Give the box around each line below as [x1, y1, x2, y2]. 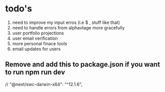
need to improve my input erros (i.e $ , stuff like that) [12, 19, 120, 25]
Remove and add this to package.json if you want [5, 60, 160, 69]
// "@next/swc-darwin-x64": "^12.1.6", [5, 81, 83, 87]
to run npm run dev [5, 68, 65, 77]
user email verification [12, 35, 58, 41]
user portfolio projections [12, 30, 64, 36]
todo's [5, 3, 32, 14]
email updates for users [12, 46, 61, 52]
